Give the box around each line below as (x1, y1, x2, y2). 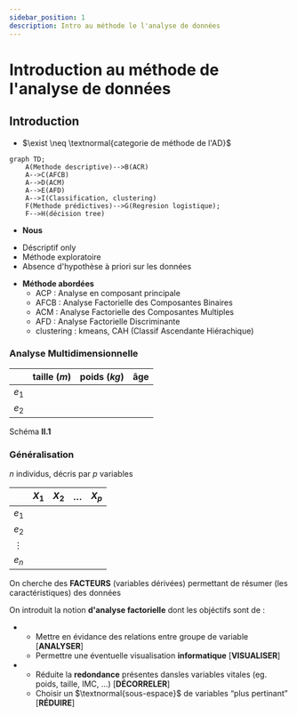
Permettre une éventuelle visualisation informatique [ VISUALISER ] (35, 650, 281, 661)
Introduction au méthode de (9, 60, 220, 80)
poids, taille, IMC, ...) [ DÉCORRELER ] (35, 679, 171, 689)
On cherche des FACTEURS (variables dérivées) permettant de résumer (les (9, 578, 288, 589)
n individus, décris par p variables (9, 469, 133, 479)
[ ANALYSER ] (35, 641, 84, 652)
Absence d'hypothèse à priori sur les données (21, 261, 192, 271)
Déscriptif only (21, 242, 76, 253)
